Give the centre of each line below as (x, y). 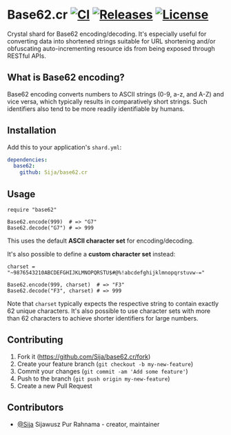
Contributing (35, 340)
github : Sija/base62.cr (54, 172)
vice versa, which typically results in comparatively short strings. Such (108, 101)
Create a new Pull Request (55, 385)
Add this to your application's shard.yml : (64, 147)
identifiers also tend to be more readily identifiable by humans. (96, 109)
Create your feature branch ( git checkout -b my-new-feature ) (105, 364)
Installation (32, 131)
